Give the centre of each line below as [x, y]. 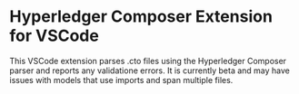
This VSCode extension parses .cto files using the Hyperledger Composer [148, 61]
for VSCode [55, 36]
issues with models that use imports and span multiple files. [121, 80]
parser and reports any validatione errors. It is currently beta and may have [150, 70]
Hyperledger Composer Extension [141, 17]
